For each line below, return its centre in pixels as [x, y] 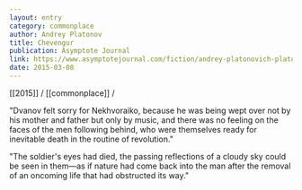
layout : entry [36, 17]
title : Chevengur [42, 43]
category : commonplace [52, 26]
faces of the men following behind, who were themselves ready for [133, 129]
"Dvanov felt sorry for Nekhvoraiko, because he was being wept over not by [150, 110]
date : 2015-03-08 [42, 68]
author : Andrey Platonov [56, 34]
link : [19, 59]
